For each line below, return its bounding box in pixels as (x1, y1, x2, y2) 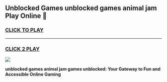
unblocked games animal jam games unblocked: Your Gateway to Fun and (5, 66, 161, 72)
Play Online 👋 (5, 12, 47, 20)
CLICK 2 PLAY (5, 45, 40, 52)
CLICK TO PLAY (5, 27, 44, 34)
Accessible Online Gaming (5, 71, 61, 77)
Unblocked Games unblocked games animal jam (5, 4, 158, 12)
